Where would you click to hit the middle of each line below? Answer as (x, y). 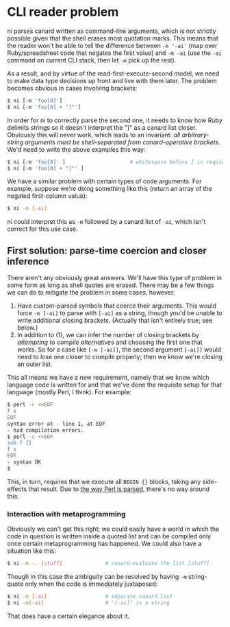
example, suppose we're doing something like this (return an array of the (110, 189)
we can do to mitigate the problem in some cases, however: (91, 293)
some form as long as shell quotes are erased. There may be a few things (111, 285)
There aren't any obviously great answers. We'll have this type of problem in (115, 278)
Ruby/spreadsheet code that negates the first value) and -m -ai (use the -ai (115, 53)
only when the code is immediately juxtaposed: (91, 584)
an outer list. (35, 364)
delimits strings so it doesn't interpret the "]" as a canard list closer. (102, 127)
